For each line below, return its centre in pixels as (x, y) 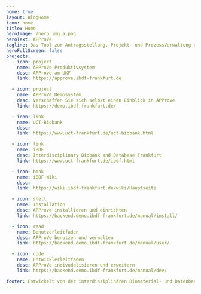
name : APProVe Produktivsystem (56, 67)
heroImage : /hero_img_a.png (41, 34)
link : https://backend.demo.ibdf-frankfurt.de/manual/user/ (93, 243)
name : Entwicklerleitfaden (51, 260)
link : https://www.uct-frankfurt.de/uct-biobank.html (85, 133)
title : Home (21, 28)
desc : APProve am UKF (44, 73)
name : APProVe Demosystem (49, 95)
